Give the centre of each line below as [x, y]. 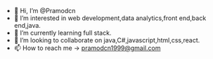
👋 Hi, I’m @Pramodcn [45, 11]
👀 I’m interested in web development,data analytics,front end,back [110, 18]
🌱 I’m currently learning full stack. [63, 33]
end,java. [27, 25]
